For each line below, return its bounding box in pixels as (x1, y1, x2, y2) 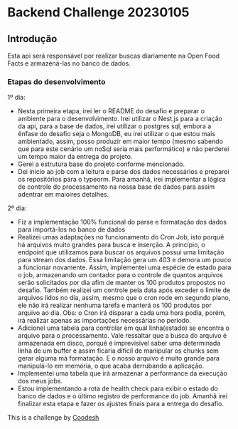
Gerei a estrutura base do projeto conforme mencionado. (17, 160, 185, 168)
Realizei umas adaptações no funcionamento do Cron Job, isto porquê (17, 233, 225, 242)
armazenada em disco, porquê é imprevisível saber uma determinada (17, 339, 221, 348)
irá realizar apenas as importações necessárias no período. (17, 316, 192, 325)
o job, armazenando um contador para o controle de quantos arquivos (17, 271, 224, 279)
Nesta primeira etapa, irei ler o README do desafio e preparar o (17, 107, 205, 115)
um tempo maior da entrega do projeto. (17, 153, 133, 161)
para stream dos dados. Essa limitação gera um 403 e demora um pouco (17, 256, 232, 264)
